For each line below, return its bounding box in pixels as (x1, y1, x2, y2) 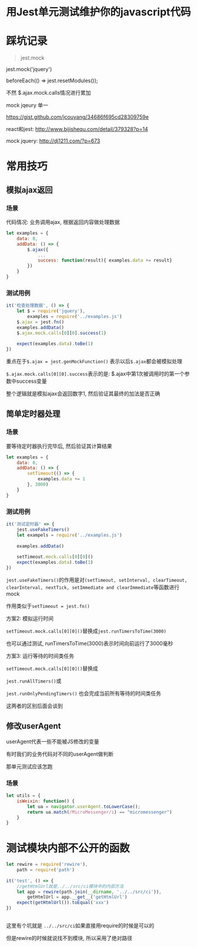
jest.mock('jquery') (6, 66, 52, 73)
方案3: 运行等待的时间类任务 (6, 652, 75, 659)
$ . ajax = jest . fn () (16, 319, 65, 325)
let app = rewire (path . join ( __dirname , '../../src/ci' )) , (16, 889, 162, 895)
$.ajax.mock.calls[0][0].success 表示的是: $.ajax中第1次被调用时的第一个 (6, 370, 185, 377)
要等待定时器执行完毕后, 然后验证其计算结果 (6, 442, 112, 450)
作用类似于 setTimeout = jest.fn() (6, 602, 90, 609)
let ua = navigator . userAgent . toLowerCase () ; (27, 804, 141, 809)
